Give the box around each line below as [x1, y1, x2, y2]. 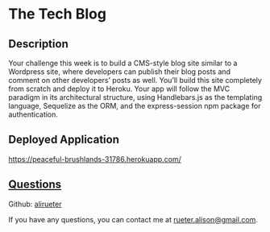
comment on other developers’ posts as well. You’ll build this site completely [8, 76, 262, 85]
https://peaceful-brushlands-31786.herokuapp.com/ [8, 154, 181, 164]
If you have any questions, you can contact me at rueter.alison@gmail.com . [8, 214, 258, 224]
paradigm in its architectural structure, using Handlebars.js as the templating [8, 93, 263, 101]
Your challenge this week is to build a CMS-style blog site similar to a [8, 58, 238, 68]
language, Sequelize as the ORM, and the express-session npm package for [8, 101, 261, 110]
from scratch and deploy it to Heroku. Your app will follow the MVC [8, 84, 231, 93]
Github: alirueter [8, 199, 62, 209]
